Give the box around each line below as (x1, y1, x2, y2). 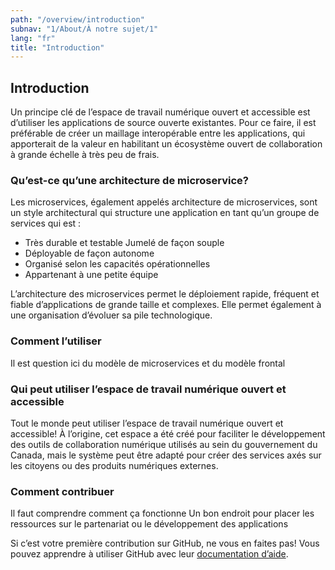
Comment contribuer (10, 484, 115, 498)
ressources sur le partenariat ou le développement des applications (10, 518, 289, 530)
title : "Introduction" (10, 42, 105, 53)
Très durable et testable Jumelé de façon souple (24, 237, 225, 249)
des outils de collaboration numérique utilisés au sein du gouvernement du (10, 438, 318, 450)
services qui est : (10, 217, 82, 230)
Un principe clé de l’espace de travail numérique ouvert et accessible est (10, 106, 311, 118)
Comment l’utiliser (10, 334, 102, 348)
